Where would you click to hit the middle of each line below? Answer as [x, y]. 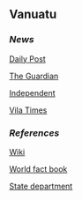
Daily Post [27, 59]
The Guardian [34, 76]
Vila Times [28, 110]
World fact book [38, 169]
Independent [32, 93]
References [34, 133]
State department [41, 186]
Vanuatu [33, 15]
